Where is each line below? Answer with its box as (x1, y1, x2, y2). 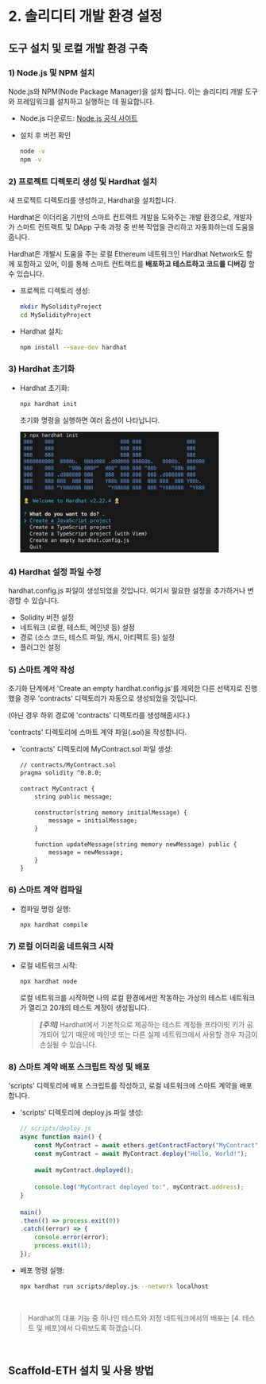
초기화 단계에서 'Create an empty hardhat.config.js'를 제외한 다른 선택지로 (8, 684, 243, 694)
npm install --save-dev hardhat (19, 343, 127, 351)
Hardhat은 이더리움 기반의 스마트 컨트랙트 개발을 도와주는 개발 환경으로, (8, 212, 232, 222)
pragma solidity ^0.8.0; (19, 769, 102, 777)
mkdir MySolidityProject (19, 303, 102, 311)
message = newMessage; (48, 849, 124, 856)
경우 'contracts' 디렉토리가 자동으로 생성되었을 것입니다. (22, 694, 199, 703)
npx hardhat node (19, 977, 78, 985)
